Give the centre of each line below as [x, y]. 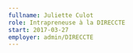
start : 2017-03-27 [38, 30]
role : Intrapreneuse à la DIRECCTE [67, 23]
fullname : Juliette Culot [51, 15]
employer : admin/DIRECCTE [51, 37]
